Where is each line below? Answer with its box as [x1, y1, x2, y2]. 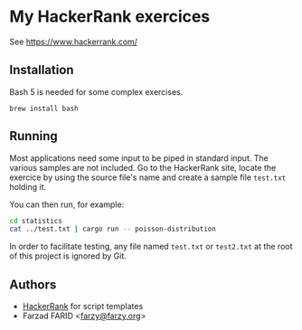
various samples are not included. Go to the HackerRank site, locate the [9, 162, 277, 173]
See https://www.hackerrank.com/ [9, 36, 138, 47]
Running [9, 128, 59, 144]
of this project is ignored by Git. [9, 250, 127, 261]
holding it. [9, 181, 47, 192]
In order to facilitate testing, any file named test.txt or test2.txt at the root [9, 241, 293, 252]
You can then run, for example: [9, 199, 125, 210]
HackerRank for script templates [22, 301, 144, 312]
